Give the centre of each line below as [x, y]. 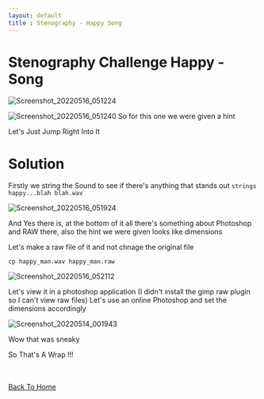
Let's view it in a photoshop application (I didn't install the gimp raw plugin [130, 292]
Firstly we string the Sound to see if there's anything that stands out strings [132, 186]
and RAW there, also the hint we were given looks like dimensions [115, 232]
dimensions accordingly [47, 309]
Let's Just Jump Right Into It [54, 132]
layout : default [35, 15]
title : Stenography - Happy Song [65, 23]
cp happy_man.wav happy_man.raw [61, 262]
